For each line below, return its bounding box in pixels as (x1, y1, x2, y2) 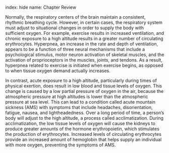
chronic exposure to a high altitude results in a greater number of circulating (5, 35, 163, 41)
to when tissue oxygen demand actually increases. (5, 68, 110, 74)
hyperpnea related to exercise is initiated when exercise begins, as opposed (5, 63, 163, 68)
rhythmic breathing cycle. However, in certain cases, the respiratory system (5, 20, 163, 25)
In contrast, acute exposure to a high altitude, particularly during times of (5, 78, 157, 83)
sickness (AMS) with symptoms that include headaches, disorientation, (5, 105, 153, 110)
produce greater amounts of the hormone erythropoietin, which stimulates (5, 126, 160, 132)
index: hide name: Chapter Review (5, 5, 77, 10)
